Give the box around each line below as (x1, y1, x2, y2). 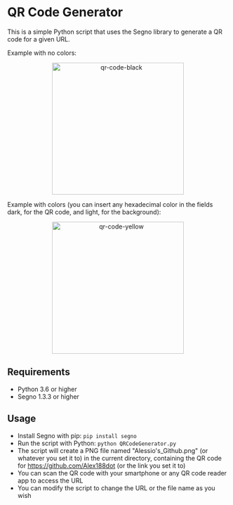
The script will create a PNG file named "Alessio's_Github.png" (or (17, 446, 208, 454)
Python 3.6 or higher (17, 385, 77, 393)
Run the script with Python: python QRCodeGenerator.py (17, 439, 177, 447)
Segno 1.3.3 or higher (17, 392, 79, 401)
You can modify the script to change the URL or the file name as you (17, 483, 215, 492)
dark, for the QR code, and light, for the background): (7, 207, 161, 216)
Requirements (7, 366, 70, 378)
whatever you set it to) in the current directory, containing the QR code (17, 454, 222, 462)
